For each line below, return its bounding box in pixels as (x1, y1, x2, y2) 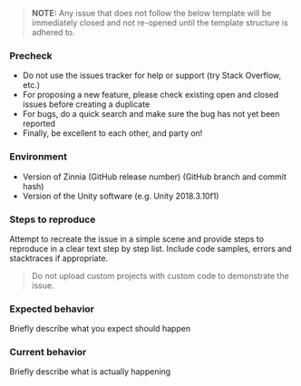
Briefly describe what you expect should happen (9, 323, 191, 334)
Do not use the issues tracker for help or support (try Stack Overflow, (22, 70, 282, 81)
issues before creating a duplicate (22, 99, 150, 110)
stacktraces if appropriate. (9, 253, 109, 264)
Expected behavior (9, 303, 95, 315)
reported (22, 118, 56, 130)
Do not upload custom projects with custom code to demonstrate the (31, 270, 290, 281)
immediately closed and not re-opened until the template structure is (31, 17, 288, 28)
